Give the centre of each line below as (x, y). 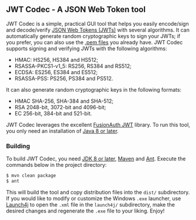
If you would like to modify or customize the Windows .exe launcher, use (94, 198)
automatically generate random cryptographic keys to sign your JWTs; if (93, 36)
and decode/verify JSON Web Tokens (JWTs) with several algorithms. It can (98, 30)
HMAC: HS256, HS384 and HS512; (56, 60)
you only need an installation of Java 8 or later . (62, 131)
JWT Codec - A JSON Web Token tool (76, 10)
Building (18, 146)
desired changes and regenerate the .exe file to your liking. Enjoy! (85, 211)
